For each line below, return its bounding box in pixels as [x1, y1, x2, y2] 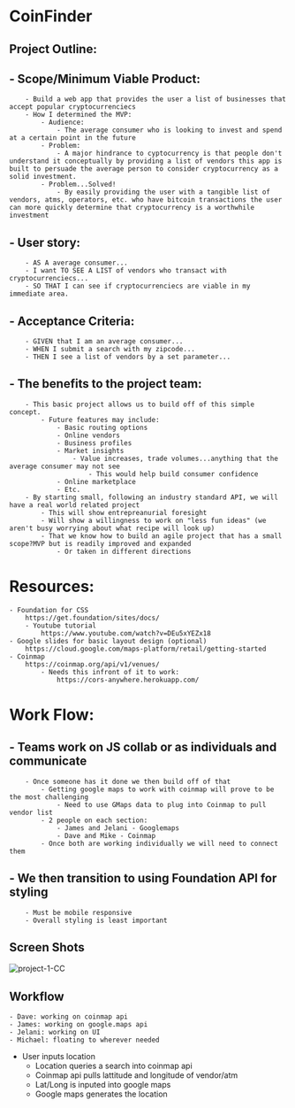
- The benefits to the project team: [9, 376, 202, 391]
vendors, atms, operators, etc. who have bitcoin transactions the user [9, 196, 283, 204]
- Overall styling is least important [25, 916, 168, 925]
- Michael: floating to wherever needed [9, 1035, 161, 1045]
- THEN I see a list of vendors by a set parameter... [25, 352, 231, 362]
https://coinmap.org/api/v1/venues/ [25, 659, 161, 669]
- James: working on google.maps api [9, 1020, 148, 1029]
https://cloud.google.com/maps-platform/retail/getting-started [25, 644, 267, 653]
